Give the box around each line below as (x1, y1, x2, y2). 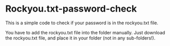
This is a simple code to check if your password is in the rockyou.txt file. (5, 20, 158, 26)
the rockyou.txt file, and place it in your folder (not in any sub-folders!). (5, 35, 156, 41)
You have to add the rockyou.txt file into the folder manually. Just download (5, 29, 165, 35)
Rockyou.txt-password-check (5, 3, 137, 15)
